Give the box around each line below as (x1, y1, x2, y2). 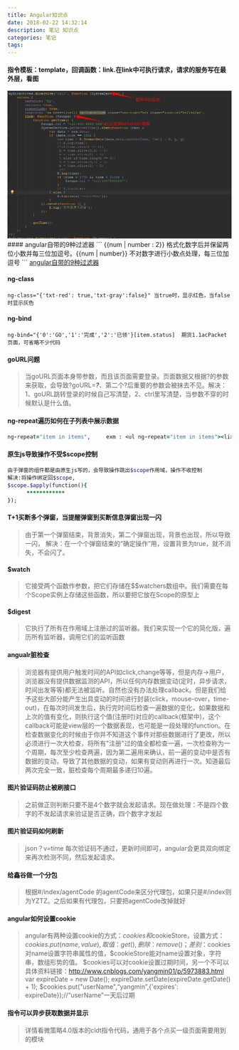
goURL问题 (7, 355, 41, 363)
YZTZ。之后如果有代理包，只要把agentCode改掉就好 (31, 897, 186, 905)
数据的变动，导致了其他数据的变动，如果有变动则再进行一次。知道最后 (24, 757, 231, 765)
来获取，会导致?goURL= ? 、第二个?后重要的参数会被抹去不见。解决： (24, 381, 228, 389)
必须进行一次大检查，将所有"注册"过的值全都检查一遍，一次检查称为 (24, 739, 224, 747)
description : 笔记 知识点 (7, 26, 79, 33)
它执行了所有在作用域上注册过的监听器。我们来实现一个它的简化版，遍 (24, 624, 231, 633)
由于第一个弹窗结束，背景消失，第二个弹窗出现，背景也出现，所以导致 (24, 530, 231, 539)
